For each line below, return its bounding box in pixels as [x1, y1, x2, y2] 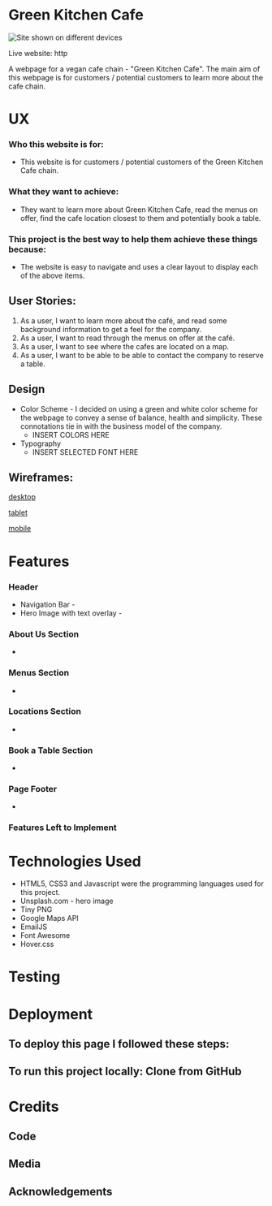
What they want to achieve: [8, 186, 119, 197]
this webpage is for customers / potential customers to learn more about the [8, 72, 264, 82]
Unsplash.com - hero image [19, 896, 114, 906]
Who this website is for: [8, 139, 104, 150]
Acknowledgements [8, 1184, 113, 1199]
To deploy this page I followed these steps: [8, 1037, 230, 1051]
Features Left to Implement [8, 822, 118, 833]
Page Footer [8, 784, 58, 795]
